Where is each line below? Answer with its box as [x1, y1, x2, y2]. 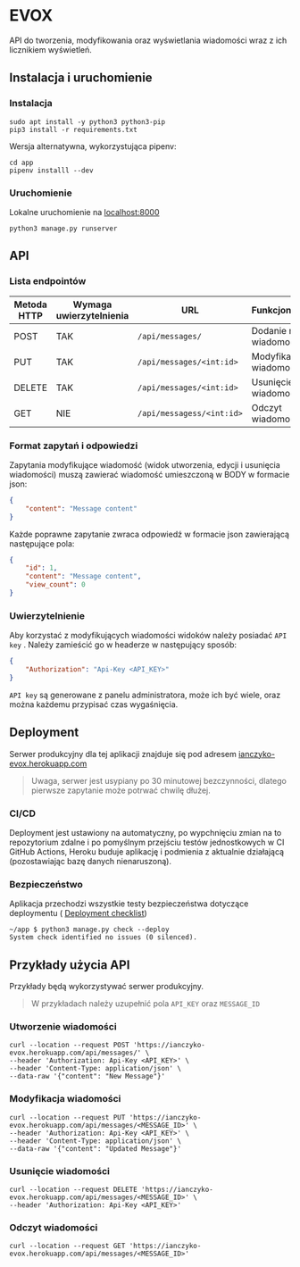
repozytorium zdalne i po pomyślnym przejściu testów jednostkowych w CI [9, 837, 285, 847]
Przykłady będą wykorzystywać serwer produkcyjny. [9, 981, 204, 992]
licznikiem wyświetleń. [9, 44, 92, 54]
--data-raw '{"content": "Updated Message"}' [9, 1144, 181, 1153]
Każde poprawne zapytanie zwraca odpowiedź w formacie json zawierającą [9, 529, 290, 539]
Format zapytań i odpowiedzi [9, 439, 138, 452]
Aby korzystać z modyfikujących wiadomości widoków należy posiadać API [9, 630, 287, 641]
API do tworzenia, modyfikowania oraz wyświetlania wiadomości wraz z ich [9, 35, 287, 46]
